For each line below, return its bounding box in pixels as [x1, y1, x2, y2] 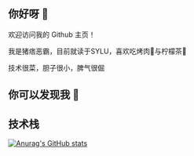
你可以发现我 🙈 [8, 89, 80, 102]
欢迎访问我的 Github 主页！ [8, 30, 96, 39]
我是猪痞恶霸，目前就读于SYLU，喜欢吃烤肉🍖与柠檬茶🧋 [8, 46, 187, 56]
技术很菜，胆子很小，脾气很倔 [8, 63, 104, 72]
